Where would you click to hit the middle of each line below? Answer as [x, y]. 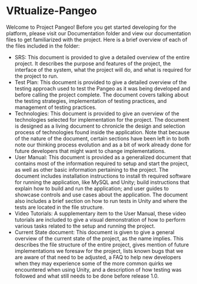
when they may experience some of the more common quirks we [93, 263]
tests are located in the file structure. [59, 207]
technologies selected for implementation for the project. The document [102, 119]
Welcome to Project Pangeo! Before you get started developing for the [91, 27]
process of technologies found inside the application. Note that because [102, 132]
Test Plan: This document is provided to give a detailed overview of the [101, 82]
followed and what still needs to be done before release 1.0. [87, 276]
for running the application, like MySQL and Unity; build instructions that [102, 182]
